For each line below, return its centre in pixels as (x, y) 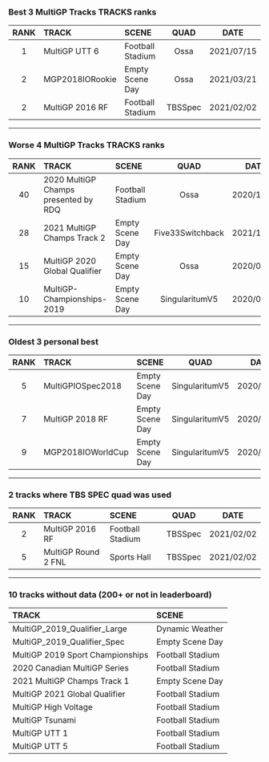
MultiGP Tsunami (44, 720)
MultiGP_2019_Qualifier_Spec (69, 642)
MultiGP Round (72, 552)
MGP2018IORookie (80, 79)
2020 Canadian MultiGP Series (71, 668)
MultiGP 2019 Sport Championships (80, 655)
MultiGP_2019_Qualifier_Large (70, 629)
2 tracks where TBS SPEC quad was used (90, 495)
